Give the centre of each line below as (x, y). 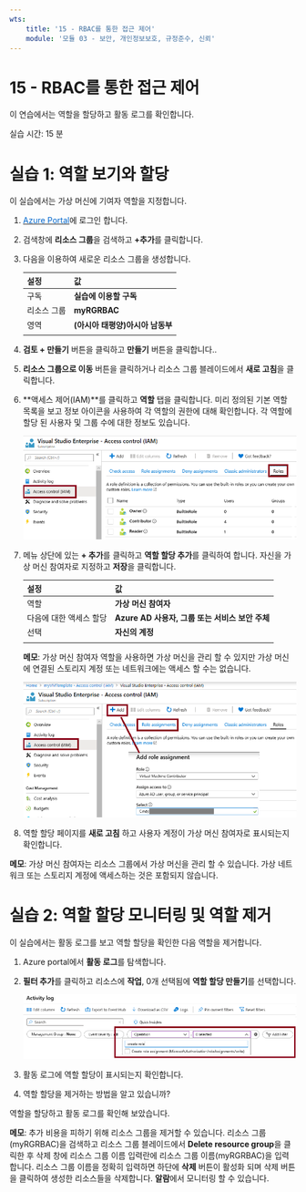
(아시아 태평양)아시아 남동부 (123, 324)
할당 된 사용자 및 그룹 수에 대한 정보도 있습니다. (106, 423)
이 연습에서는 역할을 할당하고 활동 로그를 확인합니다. (102, 115)
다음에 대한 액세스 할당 (67, 618)
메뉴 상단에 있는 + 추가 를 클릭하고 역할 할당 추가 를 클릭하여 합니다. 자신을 (152, 555)
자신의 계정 (134, 632)
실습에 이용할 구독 (105, 296)
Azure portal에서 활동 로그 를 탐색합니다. (94, 961)
